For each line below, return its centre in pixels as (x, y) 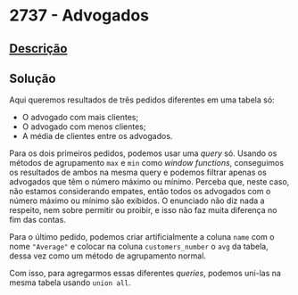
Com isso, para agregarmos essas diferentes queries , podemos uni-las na (145, 274)
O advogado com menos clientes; (84, 127)
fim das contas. (38, 220)
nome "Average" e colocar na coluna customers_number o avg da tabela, (139, 247)
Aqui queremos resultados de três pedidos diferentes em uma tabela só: (142, 100)
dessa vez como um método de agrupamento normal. (108, 256)
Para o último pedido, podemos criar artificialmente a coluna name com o (142, 237)
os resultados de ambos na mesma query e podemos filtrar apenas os (138, 172)
